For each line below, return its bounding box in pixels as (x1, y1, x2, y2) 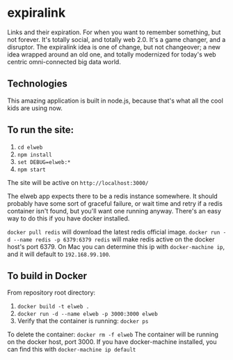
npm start (17, 166, 47, 173)
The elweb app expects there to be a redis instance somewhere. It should (7, 192, 218, 200)
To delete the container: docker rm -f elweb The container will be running (7, 330, 219, 339)
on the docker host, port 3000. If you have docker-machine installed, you (7, 338, 217, 346)
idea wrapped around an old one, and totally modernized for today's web (7, 50, 217, 59)
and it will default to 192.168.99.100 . (7, 250, 111, 258)
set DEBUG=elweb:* (17, 158, 71, 165)
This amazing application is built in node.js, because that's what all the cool (7, 96, 224, 105)
